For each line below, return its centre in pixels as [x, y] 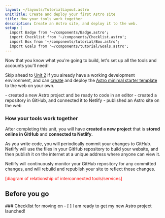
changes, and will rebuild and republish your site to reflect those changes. [80, 169]
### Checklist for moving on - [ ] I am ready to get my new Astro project [78, 206]
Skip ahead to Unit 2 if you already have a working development [70, 75]
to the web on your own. [30, 85]
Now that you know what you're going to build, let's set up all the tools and [81, 60]
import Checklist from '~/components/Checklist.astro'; [68, 37]
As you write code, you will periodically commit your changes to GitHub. [78, 144]
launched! [15, 211]
